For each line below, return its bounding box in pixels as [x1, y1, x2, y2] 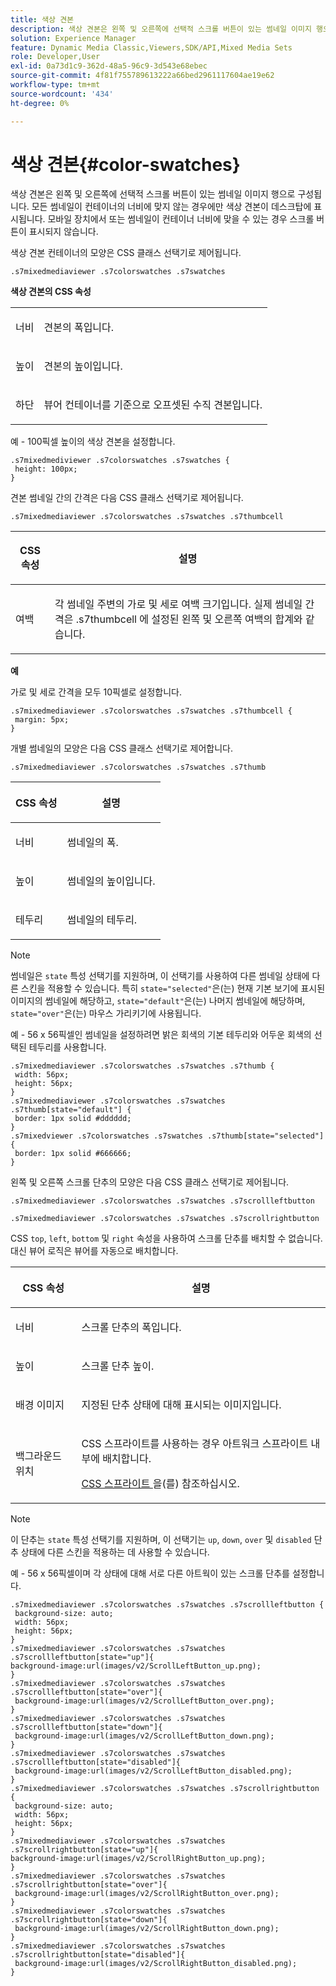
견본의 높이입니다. [43, 359, 123, 373]
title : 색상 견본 [10, 14, 75, 25]
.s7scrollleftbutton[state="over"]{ [10, 1687, 163, 1698]
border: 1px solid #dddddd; [14, 1114, 132, 1124]
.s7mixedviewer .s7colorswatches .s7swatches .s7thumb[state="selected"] [10, 1131, 325, 1141]
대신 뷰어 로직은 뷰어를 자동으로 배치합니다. [10, 1245, 179, 1257]
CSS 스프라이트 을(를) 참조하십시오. [81, 1477, 240, 1491]
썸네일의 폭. [66, 836, 119, 850]
